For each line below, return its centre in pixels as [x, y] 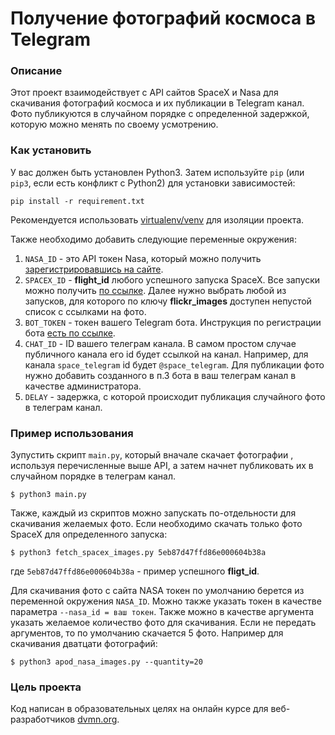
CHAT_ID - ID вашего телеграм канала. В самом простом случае [160, 343]
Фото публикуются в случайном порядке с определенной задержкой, [160, 114]
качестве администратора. [83, 386]
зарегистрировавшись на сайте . [94, 269]
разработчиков [43, 719]
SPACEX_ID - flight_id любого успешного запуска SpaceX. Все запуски [172, 279]
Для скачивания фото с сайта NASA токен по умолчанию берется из [157, 591]
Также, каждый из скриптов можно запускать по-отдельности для [153, 513]
